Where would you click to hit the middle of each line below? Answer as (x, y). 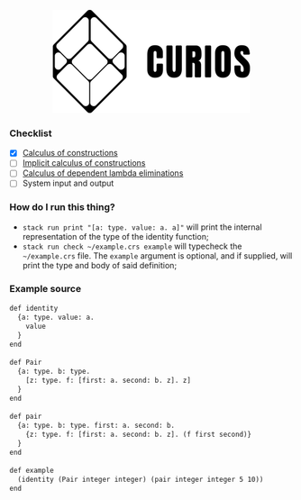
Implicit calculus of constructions (84, 163)
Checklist (31, 133)
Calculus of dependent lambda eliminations (103, 173)
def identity (34, 309)
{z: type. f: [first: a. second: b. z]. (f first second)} (139, 435)
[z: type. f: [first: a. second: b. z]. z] (109, 381)
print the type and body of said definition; (100, 265)
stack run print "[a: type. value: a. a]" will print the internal (142, 227)
